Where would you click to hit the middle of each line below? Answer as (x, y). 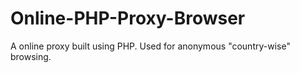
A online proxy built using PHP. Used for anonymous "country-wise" (150, 46)
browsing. (31, 56)
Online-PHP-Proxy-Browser (128, 18)
